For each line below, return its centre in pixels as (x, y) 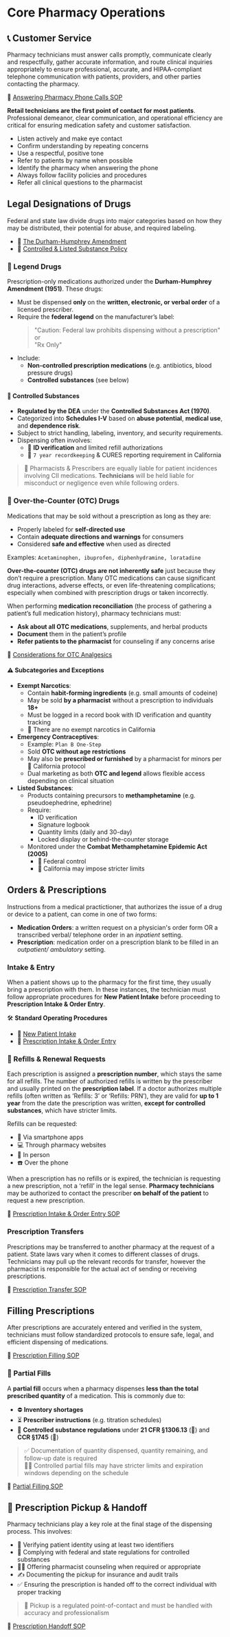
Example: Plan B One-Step (64, 744)
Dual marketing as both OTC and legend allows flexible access (116, 773)
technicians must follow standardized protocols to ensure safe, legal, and (111, 1335)
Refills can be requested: (42, 1124)
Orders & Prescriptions (57, 890)
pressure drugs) (50, 373)
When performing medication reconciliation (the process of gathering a (110, 606)
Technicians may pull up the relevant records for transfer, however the (106, 1261)
